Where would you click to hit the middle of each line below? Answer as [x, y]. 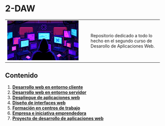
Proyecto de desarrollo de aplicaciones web [58, 119]
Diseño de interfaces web [39, 103]
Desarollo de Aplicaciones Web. [123, 46]
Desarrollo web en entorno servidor [49, 92]
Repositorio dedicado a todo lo [122, 35]
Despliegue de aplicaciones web [46, 98]
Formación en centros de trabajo [46, 108]
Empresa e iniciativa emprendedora [49, 113]
